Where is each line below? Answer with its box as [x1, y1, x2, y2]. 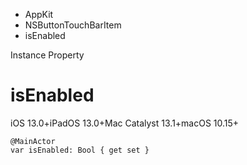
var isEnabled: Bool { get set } [10, 145, 150, 155]
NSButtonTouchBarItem [24, 19, 122, 31]
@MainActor [10, 136, 56, 146]
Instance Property [10, 49, 85, 61]
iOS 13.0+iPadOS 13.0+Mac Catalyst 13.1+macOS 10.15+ [10, 117, 240, 129]
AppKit [24, 9, 54, 20]
